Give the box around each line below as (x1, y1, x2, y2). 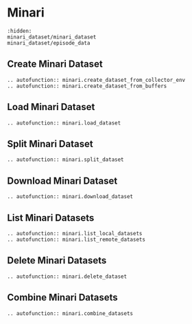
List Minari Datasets (7, 212, 95, 224)
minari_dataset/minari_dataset (7, 33, 97, 41)
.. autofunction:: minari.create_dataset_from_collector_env (7, 76, 186, 83)
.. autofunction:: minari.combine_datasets (7, 310, 134, 317)
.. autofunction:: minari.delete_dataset (7, 273, 128, 280)
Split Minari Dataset (7, 138, 94, 149)
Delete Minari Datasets (7, 255, 107, 266)
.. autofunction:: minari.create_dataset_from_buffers (7, 83, 167, 89)
